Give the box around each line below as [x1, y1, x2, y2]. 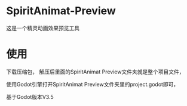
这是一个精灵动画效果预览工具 [6, 24, 79, 31]
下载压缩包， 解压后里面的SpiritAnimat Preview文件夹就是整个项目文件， [6, 68, 185, 75]
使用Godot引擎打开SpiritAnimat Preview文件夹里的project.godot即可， [6, 81, 179, 88]
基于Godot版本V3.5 [6, 93, 54, 100]
